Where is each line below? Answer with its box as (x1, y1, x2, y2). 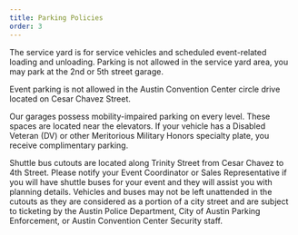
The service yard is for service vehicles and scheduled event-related (9, 46, 267, 57)
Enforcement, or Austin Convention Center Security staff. (9, 215, 223, 226)
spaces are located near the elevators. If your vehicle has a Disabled (9, 120, 266, 132)
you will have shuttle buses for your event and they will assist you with (9, 176, 273, 187)
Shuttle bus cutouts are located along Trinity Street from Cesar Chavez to (9, 157, 284, 168)
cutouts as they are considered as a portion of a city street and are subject (9, 196, 289, 207)
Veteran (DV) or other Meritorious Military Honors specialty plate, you (9, 130, 270, 141)
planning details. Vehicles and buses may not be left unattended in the (9, 186, 273, 197)
